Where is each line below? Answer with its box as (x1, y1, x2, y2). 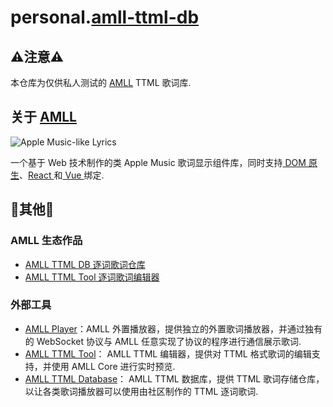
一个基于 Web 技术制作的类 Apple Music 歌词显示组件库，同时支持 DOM (10, 156, 307, 168)
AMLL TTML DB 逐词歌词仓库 (24, 258, 146, 270)
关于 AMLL (10, 109, 77, 126)
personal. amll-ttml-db (10, 6, 200, 29)
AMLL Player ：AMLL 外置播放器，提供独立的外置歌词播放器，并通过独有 (24, 322, 323, 335)
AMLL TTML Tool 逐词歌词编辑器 (24, 271, 160, 283)
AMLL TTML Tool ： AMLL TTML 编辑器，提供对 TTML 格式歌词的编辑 (24, 347, 312, 360)
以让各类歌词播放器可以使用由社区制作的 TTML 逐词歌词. (24, 385, 259, 397)
